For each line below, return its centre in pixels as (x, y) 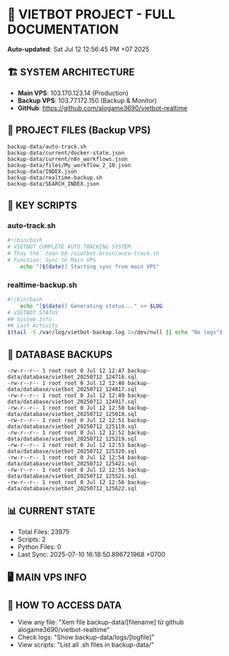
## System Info (30, 319)
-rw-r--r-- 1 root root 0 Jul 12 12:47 (66, 371)
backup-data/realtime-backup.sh (55, 177)
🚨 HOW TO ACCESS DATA (65, 605)
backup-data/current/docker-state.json (66, 153)
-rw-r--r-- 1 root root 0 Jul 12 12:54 (66, 457)
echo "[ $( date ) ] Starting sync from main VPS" (90, 266)
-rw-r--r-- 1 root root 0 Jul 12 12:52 (66, 432)
